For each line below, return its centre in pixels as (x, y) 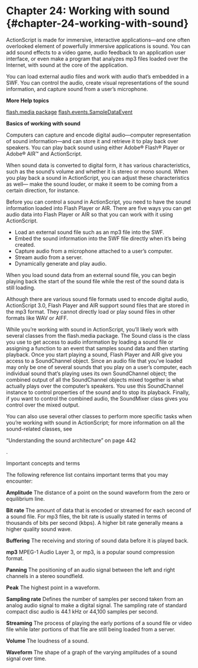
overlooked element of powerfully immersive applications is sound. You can (98, 46)
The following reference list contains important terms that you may (87, 475)
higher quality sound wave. (39, 529)
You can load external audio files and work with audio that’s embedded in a (98, 76)
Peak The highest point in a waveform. (53, 588)
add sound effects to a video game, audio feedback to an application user (96, 52)
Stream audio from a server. (49, 257)
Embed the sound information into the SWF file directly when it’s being (100, 238)
